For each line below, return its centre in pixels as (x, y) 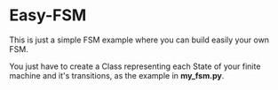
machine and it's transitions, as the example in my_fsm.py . (117, 75)
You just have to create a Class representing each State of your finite (135, 66)
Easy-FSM (48, 15)
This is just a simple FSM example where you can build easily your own (139, 40)
